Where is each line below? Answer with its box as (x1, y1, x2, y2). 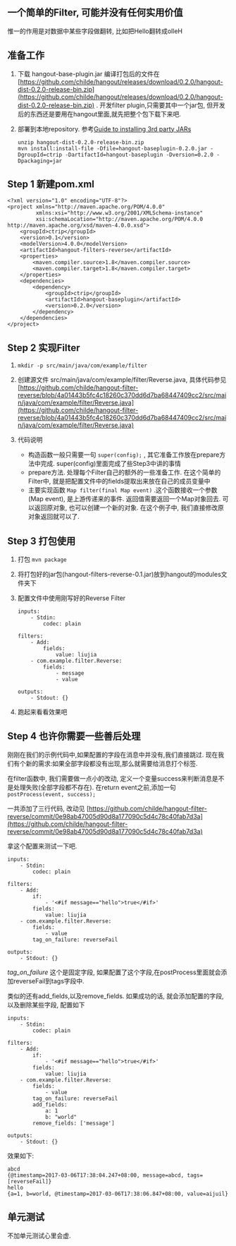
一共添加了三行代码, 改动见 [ (7, 804, 89, 813)
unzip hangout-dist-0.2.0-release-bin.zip (17, 138, 144, 146)
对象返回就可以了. (27, 513, 80, 521)
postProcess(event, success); (7, 791, 97, 798)
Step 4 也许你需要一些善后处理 (7, 730, 141, 743)
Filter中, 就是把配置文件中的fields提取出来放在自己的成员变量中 (27, 477, 211, 486)
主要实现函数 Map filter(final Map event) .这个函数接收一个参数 (27, 486, 218, 494)
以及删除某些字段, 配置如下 (7, 1000, 85, 1009)
